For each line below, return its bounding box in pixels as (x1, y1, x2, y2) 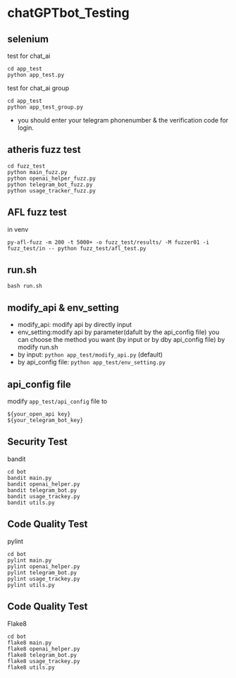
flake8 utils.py (7, 664, 55, 671)
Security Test (7, 436, 68, 448)
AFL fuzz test (7, 207, 67, 218)
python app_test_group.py (7, 104, 83, 111)
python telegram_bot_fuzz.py (7, 181, 93, 188)
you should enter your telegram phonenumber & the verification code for (17, 116, 229, 124)
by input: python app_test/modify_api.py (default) (17, 350, 163, 359)
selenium (7, 33, 49, 45)
